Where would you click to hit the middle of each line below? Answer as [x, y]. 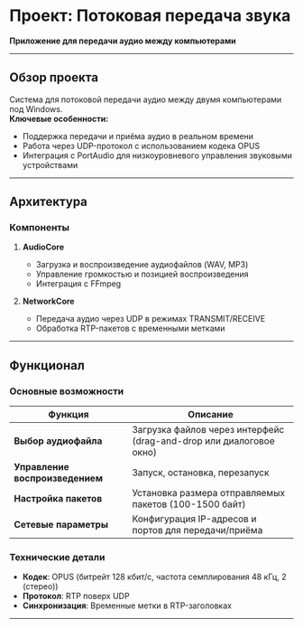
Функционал [47, 366]
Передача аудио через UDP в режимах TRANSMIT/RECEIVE [151, 319]
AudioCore [43, 247]
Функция [69, 415]
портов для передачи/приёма [197, 530]
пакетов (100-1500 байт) [189, 504]
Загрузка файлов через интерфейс [208, 430]
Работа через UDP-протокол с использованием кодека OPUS [141, 145]
